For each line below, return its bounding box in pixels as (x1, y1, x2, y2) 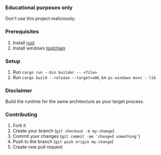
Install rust (12, 39, 34, 45)
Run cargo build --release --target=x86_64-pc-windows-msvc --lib (12, 74, 156, 80)
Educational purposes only (5, 4, 73, 11)
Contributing (5, 111, 37, 118)
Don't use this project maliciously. (5, 16, 76, 22)
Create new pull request (12, 144, 63, 150)
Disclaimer (5, 87, 32, 94)
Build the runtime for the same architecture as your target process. (5, 98, 144, 105)
